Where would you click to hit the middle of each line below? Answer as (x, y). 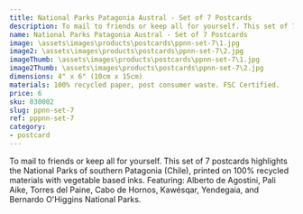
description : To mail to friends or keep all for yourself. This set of (149, 26)
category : (28, 127)
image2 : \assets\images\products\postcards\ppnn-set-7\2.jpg (127, 51)
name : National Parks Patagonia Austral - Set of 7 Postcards (129, 34)
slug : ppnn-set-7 (42, 110)
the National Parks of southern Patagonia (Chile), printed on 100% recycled (149, 170)
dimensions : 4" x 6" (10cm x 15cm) (76, 77)
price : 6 (26, 93)
